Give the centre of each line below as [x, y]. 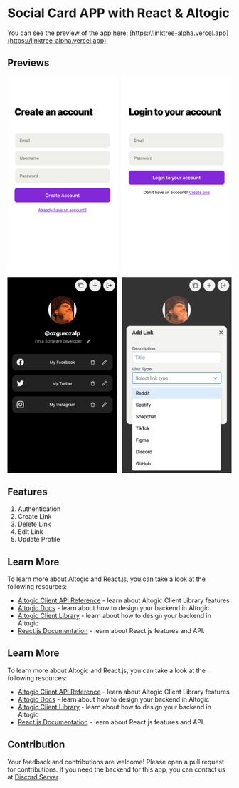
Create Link [34, 517]
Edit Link [30, 532]
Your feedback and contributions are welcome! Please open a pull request [116, 762]
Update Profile [39, 540]
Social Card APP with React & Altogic [118, 13]
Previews [28, 63]
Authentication [39, 509]
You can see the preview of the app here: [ [70, 33]
